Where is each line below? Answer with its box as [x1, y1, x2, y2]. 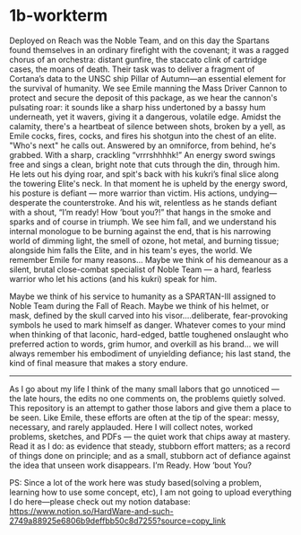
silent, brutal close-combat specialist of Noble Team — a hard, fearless [9, 264, 271, 275]
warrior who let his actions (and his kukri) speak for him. [9, 273, 218, 284]
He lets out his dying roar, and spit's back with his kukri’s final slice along [9, 168, 279, 180]
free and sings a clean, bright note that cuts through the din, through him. [9, 159, 280, 170]
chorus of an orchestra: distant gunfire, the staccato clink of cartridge [9, 54, 267, 65]
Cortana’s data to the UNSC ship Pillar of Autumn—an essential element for [9, 73, 287, 83]
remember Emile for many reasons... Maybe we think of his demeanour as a [9, 254, 288, 265]
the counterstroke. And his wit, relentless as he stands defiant [48, 197, 278, 207]
